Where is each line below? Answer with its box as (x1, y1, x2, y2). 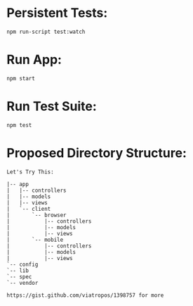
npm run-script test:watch (6, 28, 86, 35)
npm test (6, 121, 32, 128)
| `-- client (6, 205, 51, 212)
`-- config (6, 261, 39, 268)
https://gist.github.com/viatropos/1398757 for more (6, 291, 164, 299)
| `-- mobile (6, 236, 64, 243)
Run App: (6, 51, 62, 68)
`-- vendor (6, 279, 39, 286)
